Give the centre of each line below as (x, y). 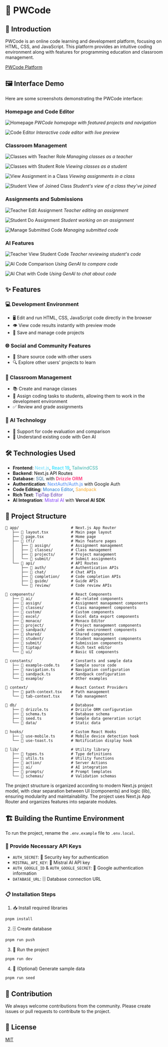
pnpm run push (20, 940)
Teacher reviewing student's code (106, 254)
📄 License (21, 1027)
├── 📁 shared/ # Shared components (63, 634)
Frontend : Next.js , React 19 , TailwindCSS (55, 468)
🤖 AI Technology (26, 420)
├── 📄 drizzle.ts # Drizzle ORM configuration (72, 710)
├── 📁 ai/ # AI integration (60, 767)
